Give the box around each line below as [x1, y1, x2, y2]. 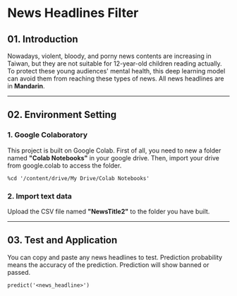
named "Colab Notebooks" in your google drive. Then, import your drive [7, 153, 220, 162]
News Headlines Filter [7, 5, 139, 21]
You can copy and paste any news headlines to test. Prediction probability [7, 253, 223, 261]
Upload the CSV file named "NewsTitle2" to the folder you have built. [7, 207, 210, 215]
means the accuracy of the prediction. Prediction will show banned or [7, 260, 209, 269]
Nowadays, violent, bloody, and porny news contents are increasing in [7, 52, 212, 60]
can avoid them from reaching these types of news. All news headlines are [7, 74, 224, 83]
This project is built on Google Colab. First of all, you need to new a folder [7, 146, 221, 155]
